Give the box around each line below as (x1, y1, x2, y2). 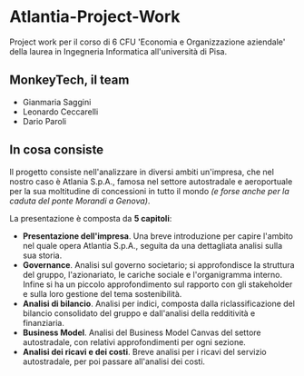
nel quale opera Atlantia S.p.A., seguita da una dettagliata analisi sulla (22, 240, 283, 251)
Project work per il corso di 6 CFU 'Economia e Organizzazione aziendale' (9, 36, 286, 47)
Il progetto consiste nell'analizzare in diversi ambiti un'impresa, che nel (9, 166, 275, 177)
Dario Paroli (22, 115, 66, 126)
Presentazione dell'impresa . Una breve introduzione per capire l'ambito (22, 230, 293, 242)
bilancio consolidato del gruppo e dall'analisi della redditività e (22, 307, 256, 319)
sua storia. (22, 250, 63, 261)
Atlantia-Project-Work (9, 6, 181, 27)
